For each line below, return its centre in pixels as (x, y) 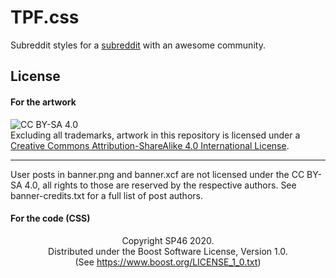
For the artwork (43, 102)
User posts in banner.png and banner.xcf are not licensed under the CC (157, 174)
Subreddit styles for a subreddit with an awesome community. (138, 45)
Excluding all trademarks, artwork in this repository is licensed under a (155, 135)
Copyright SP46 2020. (168, 240)
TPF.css (45, 17)
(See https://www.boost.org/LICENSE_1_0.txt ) (168, 262)
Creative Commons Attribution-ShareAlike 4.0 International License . (150, 145)
